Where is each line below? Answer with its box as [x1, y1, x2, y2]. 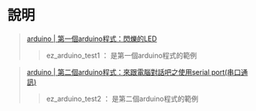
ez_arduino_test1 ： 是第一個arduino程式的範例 [46, 50, 197, 60]
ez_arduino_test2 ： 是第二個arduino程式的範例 [46, 94, 199, 103]
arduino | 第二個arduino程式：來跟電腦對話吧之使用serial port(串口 [26, 67, 241, 76]
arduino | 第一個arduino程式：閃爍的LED [26, 34, 158, 43]
